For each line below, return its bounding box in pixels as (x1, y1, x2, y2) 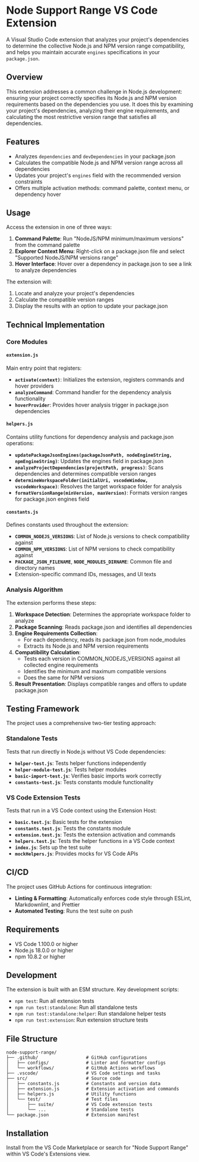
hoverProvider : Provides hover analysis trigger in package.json (14, 401, 169, 408)
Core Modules (6, 338, 48, 346)
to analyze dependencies (14, 267, 77, 274)
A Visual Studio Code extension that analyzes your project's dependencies (6, 36, 189, 43)
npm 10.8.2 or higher (14, 953, 66, 960)
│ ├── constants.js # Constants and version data (6, 1081, 161, 1087)
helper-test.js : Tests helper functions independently (14, 760, 147, 767)
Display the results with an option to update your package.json (14, 302, 168, 310)
